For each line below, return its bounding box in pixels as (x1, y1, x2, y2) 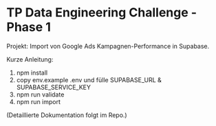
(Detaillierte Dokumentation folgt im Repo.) (6, 111, 128, 119)
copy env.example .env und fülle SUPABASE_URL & (16, 75, 162, 84)
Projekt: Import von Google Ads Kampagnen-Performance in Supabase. (6, 42, 210, 50)
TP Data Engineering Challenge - (6, 5, 197, 21)
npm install (16, 68, 48, 77)
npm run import (16, 97, 61, 105)
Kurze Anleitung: (6, 55, 54, 63)
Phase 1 (6, 19, 51, 35)
